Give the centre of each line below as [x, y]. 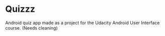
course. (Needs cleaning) [31, 28]
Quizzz [20, 9]
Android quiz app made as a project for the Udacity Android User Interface [82, 23]
